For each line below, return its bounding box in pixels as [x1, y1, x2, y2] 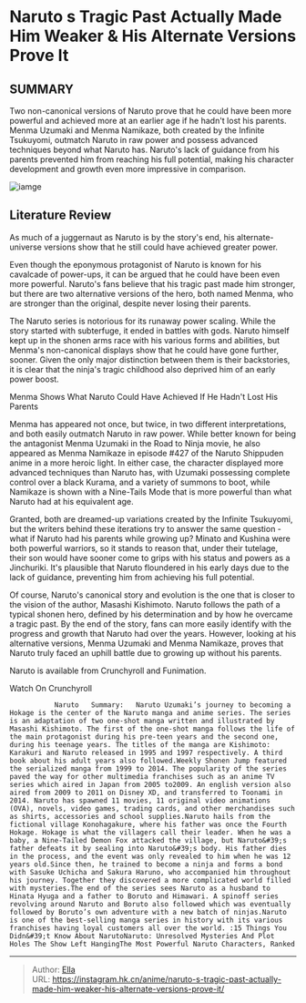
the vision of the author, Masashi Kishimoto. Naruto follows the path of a [9, 599, 280, 609]
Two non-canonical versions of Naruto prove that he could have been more [9, 106, 291, 116]
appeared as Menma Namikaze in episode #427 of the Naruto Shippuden [9, 447, 284, 458]
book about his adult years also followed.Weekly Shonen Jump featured [9, 756, 287, 765]
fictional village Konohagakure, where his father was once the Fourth [9, 820, 287, 829]
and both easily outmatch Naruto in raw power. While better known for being [9, 428, 297, 439]
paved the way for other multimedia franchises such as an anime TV [9, 772, 275, 781]
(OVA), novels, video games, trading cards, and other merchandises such [9, 803, 296, 813]
